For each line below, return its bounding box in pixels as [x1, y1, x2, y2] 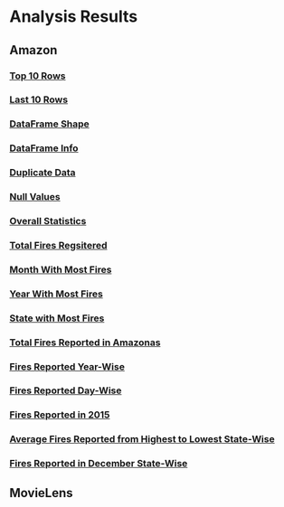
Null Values [9, 191, 61, 203]
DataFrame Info [9, 142, 79, 155]
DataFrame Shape [9, 117, 90, 130]
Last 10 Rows [9, 93, 69, 106]
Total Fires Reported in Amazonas [9, 336, 161, 349]
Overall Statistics [9, 215, 87, 228]
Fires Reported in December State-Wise [9, 457, 188, 470]
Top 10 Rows [9, 70, 66, 82]
